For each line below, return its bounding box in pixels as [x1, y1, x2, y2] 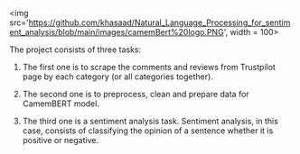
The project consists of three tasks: [9, 44, 142, 55]
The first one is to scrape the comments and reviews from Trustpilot [22, 62, 276, 72]
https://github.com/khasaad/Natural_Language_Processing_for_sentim [28, 17, 291, 28]
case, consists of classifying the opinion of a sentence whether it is [22, 125, 274, 136]
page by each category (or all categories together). [22, 71, 214, 82]
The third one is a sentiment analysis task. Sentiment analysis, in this [22, 116, 278, 126]
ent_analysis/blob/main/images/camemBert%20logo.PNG [9, 27, 224, 37]
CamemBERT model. [22, 98, 99, 109]
